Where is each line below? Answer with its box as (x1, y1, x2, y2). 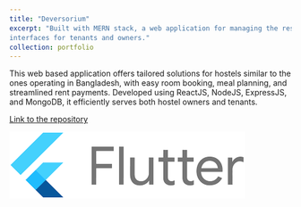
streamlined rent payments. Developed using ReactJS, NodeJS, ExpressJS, (9, 87, 288, 98)
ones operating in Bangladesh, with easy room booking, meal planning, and (9, 78, 288, 88)
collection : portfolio (9, 43, 94, 52)
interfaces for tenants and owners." (9, 33, 150, 42)
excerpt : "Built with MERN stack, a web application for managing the (9, 23, 279, 33)
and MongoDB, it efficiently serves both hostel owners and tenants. (9, 96, 258, 107)
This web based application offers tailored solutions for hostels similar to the (9, 68, 291, 79)
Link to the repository (9, 114, 89, 125)
